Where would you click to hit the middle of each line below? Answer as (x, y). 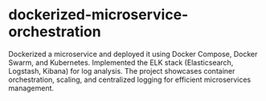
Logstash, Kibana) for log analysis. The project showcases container (122, 71)
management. (31, 88)
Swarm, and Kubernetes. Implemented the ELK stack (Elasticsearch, (121, 63)
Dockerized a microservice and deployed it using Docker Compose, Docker (133, 54)
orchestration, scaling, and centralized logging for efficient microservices (130, 79)
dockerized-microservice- (98, 15)
